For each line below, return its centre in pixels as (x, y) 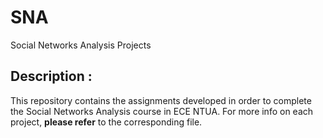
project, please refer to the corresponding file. (106, 122)
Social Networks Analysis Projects (81, 45)
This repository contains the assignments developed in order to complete (161, 100)
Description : (51, 76)
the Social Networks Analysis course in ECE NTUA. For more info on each (162, 111)
